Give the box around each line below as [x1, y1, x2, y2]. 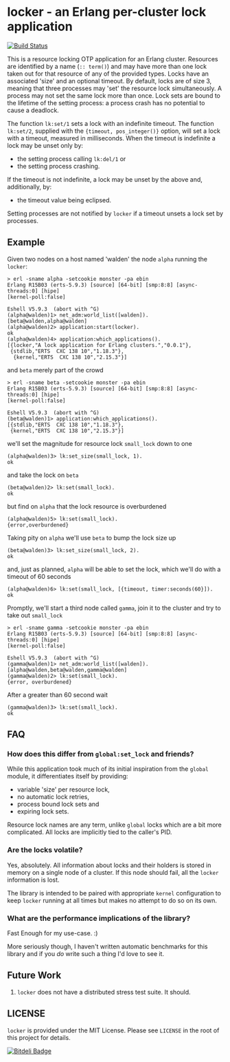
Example [7, 237, 45, 248]
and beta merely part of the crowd [7, 365, 104, 374]
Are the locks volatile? [7, 845, 83, 855]
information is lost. [7, 875, 60, 884]
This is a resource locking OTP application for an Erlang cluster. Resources [7, 54, 218, 63]
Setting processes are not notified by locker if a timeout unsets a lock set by [7, 209, 224, 217]
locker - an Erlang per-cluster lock [7, 4, 207, 20]
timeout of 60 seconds [7, 572, 71, 580]
